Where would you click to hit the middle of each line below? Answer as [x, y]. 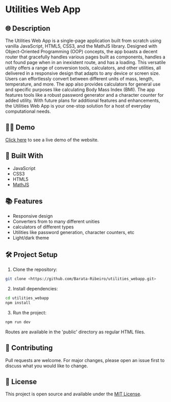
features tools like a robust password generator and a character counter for [85, 95]
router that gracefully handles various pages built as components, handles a [86, 57]
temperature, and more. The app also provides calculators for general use [83, 84]
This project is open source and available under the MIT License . [74, 394]
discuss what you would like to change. [47, 366]
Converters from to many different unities [56, 222]
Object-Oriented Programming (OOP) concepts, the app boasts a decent [81, 51]
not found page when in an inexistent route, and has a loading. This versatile [86, 62]
